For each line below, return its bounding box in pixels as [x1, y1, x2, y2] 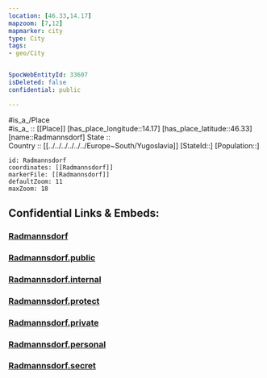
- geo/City [8, 49, 45, 57]
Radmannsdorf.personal [8, 339, 106, 350]
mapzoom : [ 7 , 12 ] [8, 19, 63, 27]
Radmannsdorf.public [8, 251, 96, 263]
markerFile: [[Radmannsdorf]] [8, 170, 111, 178]
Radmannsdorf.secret [8, 360, 97, 372]
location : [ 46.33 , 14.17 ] [8, 11, 92, 20]
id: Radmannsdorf [8, 156, 67, 164]
